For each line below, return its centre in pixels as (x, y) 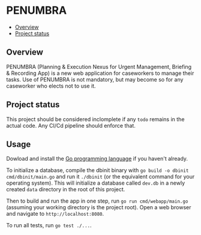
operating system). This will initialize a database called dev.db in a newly (96, 183)
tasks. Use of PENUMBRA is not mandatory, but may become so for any (95, 79)
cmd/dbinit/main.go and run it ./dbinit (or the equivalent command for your (100, 177)
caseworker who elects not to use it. (51, 86)
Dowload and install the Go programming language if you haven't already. (97, 159)
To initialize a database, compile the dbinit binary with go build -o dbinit (97, 170)
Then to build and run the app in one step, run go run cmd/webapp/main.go (97, 201)
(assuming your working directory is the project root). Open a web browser (99, 207)
